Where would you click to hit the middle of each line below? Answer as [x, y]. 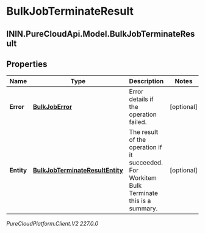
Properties [27, 64]
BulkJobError [52, 107]
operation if [146, 147]
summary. [143, 209]
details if [141, 99]
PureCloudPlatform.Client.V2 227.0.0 [52, 224]
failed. [138, 122]
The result [144, 132]
